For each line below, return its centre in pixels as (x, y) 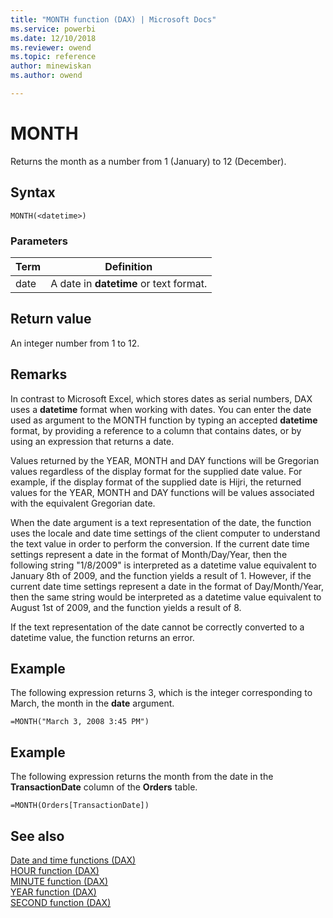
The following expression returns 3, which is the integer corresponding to (161, 693)
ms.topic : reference (53, 57)
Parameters (39, 241)
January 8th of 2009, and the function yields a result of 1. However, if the (161, 575)
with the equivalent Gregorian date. (83, 503)
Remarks (39, 374)
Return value (51, 319)
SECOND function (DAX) (61, 902)
